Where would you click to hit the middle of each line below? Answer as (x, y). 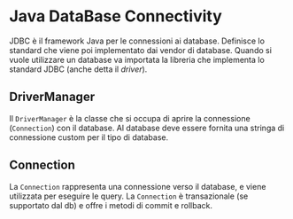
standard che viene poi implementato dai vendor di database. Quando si (141, 50)
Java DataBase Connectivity (116, 16)
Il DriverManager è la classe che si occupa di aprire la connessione (130, 118)
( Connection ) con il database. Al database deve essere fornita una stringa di (147, 128)
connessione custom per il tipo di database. (89, 137)
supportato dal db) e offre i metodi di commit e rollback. (111, 205)
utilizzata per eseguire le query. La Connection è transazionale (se (129, 196)
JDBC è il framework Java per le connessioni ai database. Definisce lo (137, 41)
